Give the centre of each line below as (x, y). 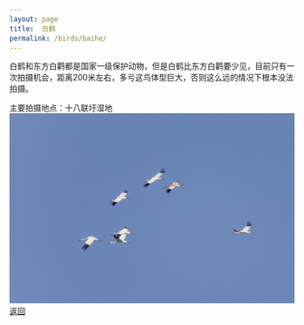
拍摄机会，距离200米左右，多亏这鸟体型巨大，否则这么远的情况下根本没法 (155, 78)
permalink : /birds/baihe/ (58, 38)
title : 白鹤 (33, 29)
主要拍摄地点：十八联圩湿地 (61, 108)
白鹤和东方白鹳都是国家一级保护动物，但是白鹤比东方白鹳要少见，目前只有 (148, 66)
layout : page (34, 19)
